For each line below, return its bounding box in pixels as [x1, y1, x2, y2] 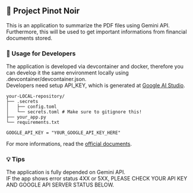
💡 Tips [6, 155, 26, 164]
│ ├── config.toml [6, 104, 58, 110]
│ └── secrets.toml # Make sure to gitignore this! [6, 109, 143, 115]
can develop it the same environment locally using [6, 69, 129, 76]
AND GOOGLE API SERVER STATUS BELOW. [6, 181, 115, 188]
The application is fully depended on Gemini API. [6, 169, 126, 176]
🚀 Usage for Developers [6, 49, 76, 57]
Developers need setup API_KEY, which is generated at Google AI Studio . [6, 82, 185, 89]
